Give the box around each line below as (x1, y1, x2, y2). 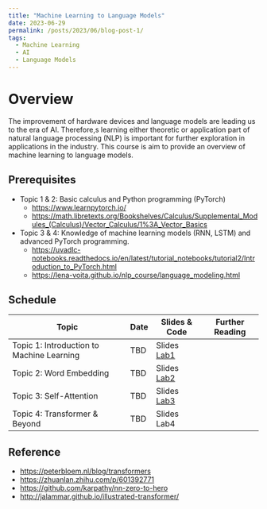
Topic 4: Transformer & (12, 408, 99, 419)
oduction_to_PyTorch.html (31, 261, 118, 271)
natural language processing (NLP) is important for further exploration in (8, 133, 245, 143)
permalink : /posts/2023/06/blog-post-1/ (8, 26, 145, 34)
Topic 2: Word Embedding (12, 368, 110, 379)
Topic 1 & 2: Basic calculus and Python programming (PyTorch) (19, 194, 226, 203)
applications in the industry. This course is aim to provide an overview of (8, 141, 246, 151)
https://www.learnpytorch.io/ (31, 202, 127, 212)
